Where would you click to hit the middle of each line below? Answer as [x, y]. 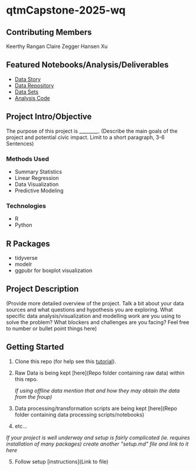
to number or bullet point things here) [52, 328]
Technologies [26, 206]
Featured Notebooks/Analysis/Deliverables [87, 65]
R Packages [28, 243]
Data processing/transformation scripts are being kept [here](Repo [96, 408]
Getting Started [35, 347]
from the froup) [33, 396]
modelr [23, 264]
